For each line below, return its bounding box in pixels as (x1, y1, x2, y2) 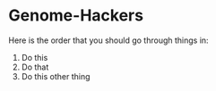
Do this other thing (21, 70, 91, 81)
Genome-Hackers (8, 5, 144, 26)
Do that (21, 62, 49, 72)
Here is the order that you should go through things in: (8, 35, 209, 45)
